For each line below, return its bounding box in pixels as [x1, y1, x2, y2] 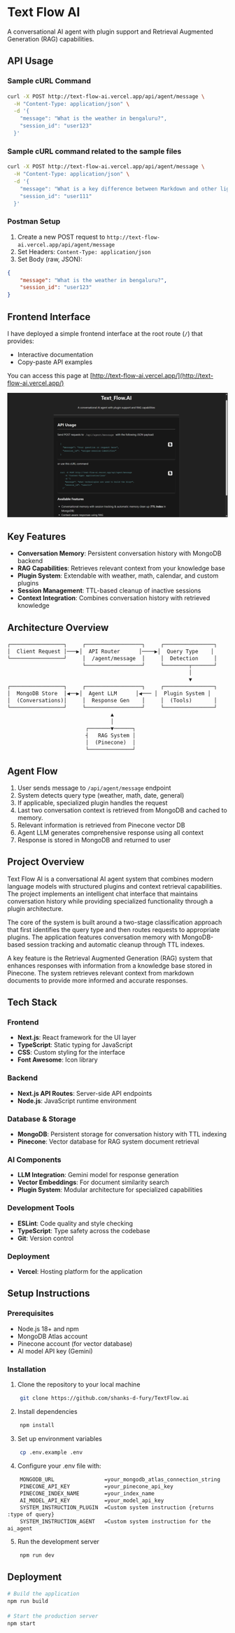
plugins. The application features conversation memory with [7, 933, 180, 941]
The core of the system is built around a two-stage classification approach [7, 918, 222, 926]
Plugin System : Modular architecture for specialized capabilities [17, 1186, 203, 1194]
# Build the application [7, 1590, 80, 1597]
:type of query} [7, 1510, 55, 1518]
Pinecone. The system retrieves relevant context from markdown [7, 968, 194, 977]
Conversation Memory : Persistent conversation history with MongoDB [17, 549, 222, 557]
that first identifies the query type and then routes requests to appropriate [7, 925, 220, 933]
